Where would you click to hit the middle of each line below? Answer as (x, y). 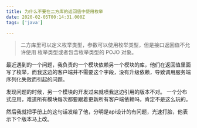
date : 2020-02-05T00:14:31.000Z (45, 17)
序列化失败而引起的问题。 (37, 79)
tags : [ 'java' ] (25, 22)
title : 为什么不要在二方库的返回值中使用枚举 (55, 11)
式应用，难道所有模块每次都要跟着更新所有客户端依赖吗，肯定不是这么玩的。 (98, 99)
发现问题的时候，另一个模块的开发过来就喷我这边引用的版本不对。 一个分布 (97, 92)
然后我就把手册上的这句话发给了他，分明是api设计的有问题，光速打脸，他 (94, 112)
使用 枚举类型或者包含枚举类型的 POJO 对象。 (81, 52)
